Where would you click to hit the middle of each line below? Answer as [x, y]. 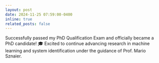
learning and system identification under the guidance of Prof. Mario [75, 51]
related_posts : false [28, 24]
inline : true [19, 19]
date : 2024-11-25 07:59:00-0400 [39, 14]
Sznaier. [13, 56]
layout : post [19, 10]
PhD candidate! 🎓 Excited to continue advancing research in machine [77, 43]
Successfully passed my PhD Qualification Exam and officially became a [79, 38]
